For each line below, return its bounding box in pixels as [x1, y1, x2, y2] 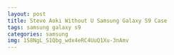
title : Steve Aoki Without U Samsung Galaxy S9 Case [7, 17, 168, 24]
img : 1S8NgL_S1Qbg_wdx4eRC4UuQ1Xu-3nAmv [7, 37, 130, 44]
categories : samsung [7, 30, 69, 38]
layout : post [7, 10, 46, 18]
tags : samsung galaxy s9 [7, 24, 81, 31]
